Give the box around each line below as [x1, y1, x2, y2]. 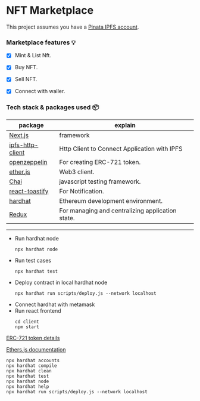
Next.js [9, 131, 29, 139]
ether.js [9, 168, 30, 176]
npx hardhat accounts [6, 357, 60, 363]
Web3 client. [59, 168, 95, 176]
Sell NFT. [14, 76, 37, 83]
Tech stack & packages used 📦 [6, 103, 99, 112]
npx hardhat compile [6, 362, 58, 369]
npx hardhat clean [6, 368, 52, 374]
